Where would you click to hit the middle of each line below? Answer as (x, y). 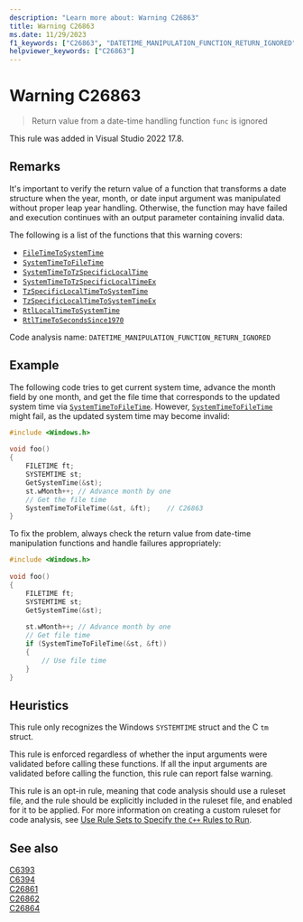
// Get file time (58, 636)
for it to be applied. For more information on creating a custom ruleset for (145, 810)
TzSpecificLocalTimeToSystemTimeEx (89, 301)
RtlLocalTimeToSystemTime (71, 311)
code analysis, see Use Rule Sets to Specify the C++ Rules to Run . (131, 820)
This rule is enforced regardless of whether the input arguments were (138, 754)
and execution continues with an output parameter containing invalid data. (147, 217)
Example (34, 365)
